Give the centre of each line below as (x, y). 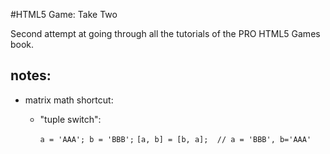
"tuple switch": (70, 119)
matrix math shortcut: (69, 100)
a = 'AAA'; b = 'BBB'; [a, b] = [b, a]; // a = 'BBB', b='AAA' (175, 139)
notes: (31, 75)
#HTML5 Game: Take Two (64, 14)
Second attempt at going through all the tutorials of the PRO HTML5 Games (165, 33)
